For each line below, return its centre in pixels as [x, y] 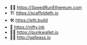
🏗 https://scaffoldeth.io [34, 13]
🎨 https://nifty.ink [27, 27]
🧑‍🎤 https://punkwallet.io [34, 32]
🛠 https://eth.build [29, 20]
